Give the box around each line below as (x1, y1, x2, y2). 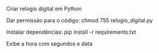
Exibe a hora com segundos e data (6, 40, 93, 47)
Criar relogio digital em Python (6, 5, 83, 12)
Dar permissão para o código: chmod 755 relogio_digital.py (6, 17, 153, 23)
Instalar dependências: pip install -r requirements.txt (6, 28, 137, 36)
